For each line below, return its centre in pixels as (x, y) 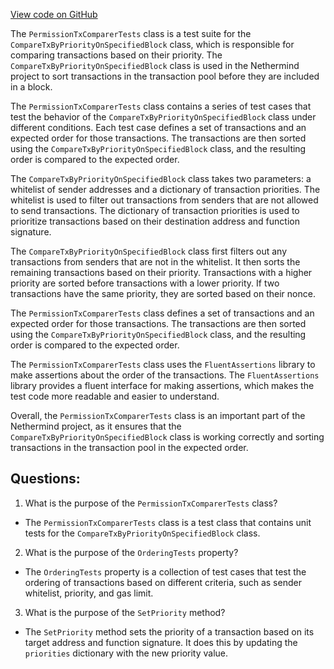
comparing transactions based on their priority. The (116, 55)
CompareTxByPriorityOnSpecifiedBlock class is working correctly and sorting (167, 437)
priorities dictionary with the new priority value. (126, 653)
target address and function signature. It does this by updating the (161, 642)
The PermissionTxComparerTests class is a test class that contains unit (168, 522)
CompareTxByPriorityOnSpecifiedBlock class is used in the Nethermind (155, 65)
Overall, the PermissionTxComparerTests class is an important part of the (158, 415)
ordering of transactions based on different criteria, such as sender (163, 582)
